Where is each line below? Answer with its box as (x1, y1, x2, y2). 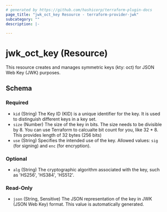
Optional (6, 155, 27, 162)
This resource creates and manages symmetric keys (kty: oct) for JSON (6, 64, 155, 70)
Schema (6, 84, 32, 93)
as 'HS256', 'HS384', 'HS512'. (13, 172, 74, 178)
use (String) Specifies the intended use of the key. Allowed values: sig (13, 137, 158, 143)
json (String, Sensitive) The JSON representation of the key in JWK (13, 196, 152, 202)
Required (6, 99, 29, 106)
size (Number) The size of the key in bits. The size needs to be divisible (13, 121, 162, 127)
